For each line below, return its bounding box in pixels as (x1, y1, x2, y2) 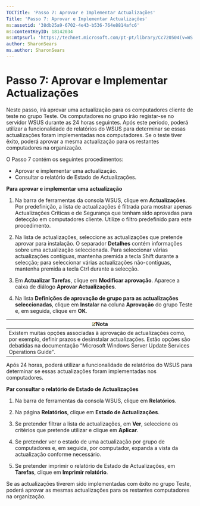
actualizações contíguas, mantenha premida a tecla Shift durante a (14, 252, 179, 259)
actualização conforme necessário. (14, 451, 102, 458)
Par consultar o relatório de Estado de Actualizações (6, 386, 139, 393)
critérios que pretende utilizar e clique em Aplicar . (14, 427, 139, 434)
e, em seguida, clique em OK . (14, 307, 87, 314)
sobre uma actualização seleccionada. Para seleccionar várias (14, 246, 168, 253)
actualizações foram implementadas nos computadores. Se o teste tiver (6, 131, 183, 138)
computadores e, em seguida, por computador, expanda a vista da (14, 445, 179, 452)
